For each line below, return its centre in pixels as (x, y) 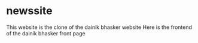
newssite (29, 11)
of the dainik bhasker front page (46, 33)
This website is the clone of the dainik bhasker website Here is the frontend (99, 27)
